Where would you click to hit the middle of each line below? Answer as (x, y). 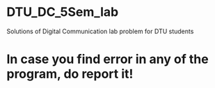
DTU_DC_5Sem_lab (63, 12)
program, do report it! (70, 74)
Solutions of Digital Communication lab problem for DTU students (100, 31)
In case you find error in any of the (108, 59)
